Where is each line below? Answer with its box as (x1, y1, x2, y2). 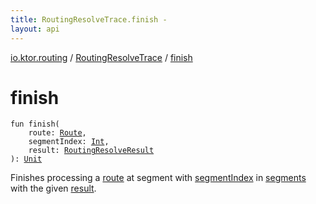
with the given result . (10, 182, 97, 195)
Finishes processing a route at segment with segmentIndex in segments (10, 172, 307, 184)
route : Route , (28, 128, 87, 138)
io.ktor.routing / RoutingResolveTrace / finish (10, 51, 193, 63)
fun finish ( (10, 119, 60, 130)
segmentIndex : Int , (28, 137, 110, 147)
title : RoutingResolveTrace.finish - (10, 14, 168, 25)
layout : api (10, 24, 60, 34)
